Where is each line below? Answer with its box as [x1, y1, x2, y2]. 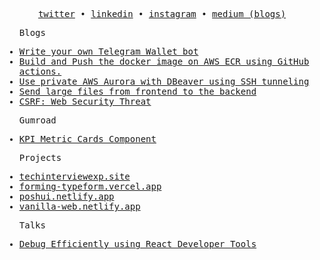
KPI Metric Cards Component [18, 134, 157, 144]
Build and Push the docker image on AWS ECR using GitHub [18, 56, 310, 67]
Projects [18, 152, 62, 163]
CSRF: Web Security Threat [18, 96, 152, 107]
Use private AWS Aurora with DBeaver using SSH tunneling [18, 76, 310, 87]
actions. [18, 66, 62, 77]
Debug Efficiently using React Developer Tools [18, 239, 257, 249]
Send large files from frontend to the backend [18, 86, 257, 97]
